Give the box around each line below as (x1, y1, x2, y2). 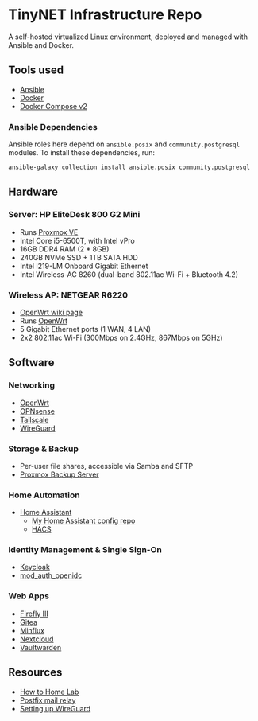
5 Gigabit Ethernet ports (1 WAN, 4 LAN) (19, 324, 152, 333)
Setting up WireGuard (19, 703, 91, 713)
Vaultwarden (19, 642, 62, 652)
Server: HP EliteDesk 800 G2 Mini (8, 209, 141, 220)
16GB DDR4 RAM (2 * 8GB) (19, 244, 110, 254)
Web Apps (8, 590, 50, 602)
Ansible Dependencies (8, 121, 98, 132)
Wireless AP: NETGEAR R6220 (8, 289, 129, 300)
